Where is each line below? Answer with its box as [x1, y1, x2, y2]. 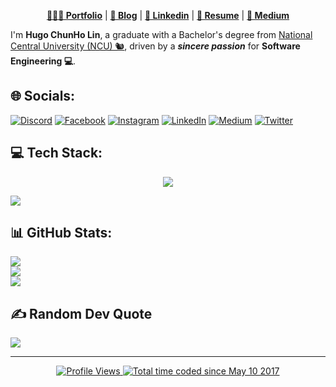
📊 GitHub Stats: [10, 225, 113, 242]
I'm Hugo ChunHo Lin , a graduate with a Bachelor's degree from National [10, 29, 313, 40]
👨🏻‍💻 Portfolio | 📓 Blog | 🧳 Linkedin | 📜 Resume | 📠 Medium [46, 10, 290, 21]
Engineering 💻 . [10, 55, 77, 67]
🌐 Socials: [10, 88, 76, 105]
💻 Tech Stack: [10, 145, 103, 162]
